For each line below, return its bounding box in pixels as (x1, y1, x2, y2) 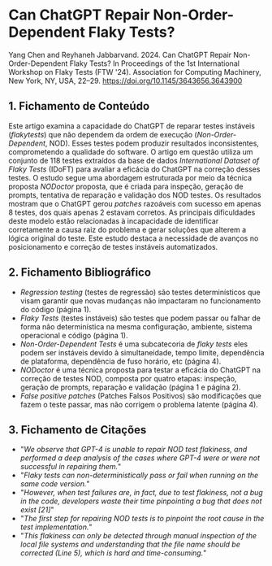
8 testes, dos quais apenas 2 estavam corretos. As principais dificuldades (8, 207, 256, 217)
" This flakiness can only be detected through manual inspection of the (19, 531, 257, 541)
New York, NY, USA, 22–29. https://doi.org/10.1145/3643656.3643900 (8, 76, 243, 85)
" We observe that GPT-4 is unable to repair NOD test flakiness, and (19, 445, 248, 455)
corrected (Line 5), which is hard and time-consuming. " (19, 548, 207, 558)
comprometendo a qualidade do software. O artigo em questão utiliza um (8, 146, 253, 156)
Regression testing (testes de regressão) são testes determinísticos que (19, 287, 261, 297)
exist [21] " (19, 505, 54, 515)
